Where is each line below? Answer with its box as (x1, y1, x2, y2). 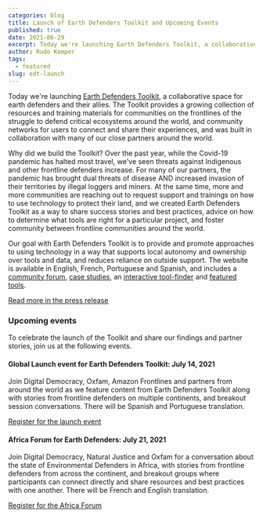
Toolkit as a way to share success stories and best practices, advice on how (8, 206, 254, 216)
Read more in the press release (8, 295, 109, 305)
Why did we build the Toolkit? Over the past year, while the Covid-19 (8, 148, 229, 158)
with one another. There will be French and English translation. (8, 486, 210, 495)
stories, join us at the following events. (8, 341, 132, 350)
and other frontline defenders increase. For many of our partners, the (8, 165, 231, 174)
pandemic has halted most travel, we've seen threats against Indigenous (8, 156, 242, 166)
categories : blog (8, 11, 65, 20)
